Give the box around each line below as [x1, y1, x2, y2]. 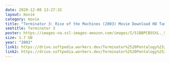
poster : [5, 30, 22, 35]
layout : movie [5, 12, 35, 17]
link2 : [5, 49, 19, 54]
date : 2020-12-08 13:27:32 [5, 7, 62, 12]
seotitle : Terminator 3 [5, 26, 56, 31]
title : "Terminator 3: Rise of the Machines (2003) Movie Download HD [5, 21, 157, 26]
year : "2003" [5, 40, 33, 45]
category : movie [5, 16, 39, 21]
